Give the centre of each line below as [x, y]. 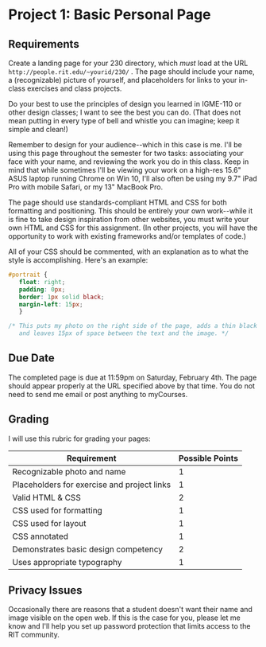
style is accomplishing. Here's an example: [78, 260]
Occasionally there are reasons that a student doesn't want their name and [130, 610]
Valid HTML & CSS [46, 497]
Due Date [32, 359]
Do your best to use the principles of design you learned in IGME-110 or [125, 104]
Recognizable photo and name [69, 471]
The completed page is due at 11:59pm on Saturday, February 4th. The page [133, 377]
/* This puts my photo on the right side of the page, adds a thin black [133, 326]
